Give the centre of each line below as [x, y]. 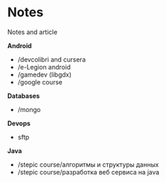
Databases [24, 96]
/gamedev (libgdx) [45, 74]
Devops [19, 123]
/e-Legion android [44, 67]
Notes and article [33, 32]
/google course [40, 82]
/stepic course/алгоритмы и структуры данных [88, 165]
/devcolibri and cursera [52, 59]
